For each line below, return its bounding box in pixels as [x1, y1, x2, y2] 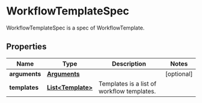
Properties [6, 42, 47, 52]
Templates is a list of [98, 80, 157, 88]
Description [112, 59, 146, 67]
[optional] [165, 69, 193, 78]
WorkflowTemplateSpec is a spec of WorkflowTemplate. [6, 24, 145, 31]
